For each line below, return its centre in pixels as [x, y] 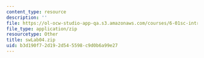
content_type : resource [36, 12]
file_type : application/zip [42, 29]
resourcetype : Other [32, 34]
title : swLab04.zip [31, 40]
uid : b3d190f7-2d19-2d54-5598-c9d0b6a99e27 [62, 46]
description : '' [27, 18]
